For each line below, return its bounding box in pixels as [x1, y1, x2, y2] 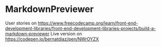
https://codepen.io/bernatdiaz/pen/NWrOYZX [5, 36, 99, 42]
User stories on [5, 20, 37, 26]
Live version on [50, 30, 82, 36]
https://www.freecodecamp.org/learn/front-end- [37, 20, 138, 26]
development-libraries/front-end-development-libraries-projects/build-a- [5, 25, 156, 31]
